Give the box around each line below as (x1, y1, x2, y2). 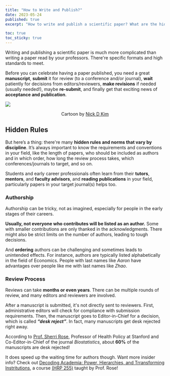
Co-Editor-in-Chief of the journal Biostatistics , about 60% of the (5, 339, 140, 345)
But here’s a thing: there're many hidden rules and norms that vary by (5, 139, 152, 145)
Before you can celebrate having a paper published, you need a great (5, 70, 150, 76)
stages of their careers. (5, 211, 54, 217)
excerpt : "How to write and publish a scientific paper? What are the (5, 21, 157, 27)
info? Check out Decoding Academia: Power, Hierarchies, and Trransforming (5, 360, 165, 366)
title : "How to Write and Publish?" (5, 7, 82, 13)
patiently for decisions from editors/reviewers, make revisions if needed (5, 81, 156, 87)
